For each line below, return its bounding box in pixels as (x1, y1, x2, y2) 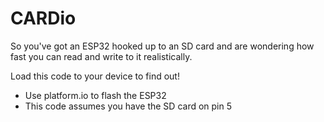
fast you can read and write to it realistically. (10, 50, 193, 62)
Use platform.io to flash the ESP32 (24, 89, 167, 101)
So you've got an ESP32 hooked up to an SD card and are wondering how (10, 40, 315, 52)
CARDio (10, 7, 77, 30)
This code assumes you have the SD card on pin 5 (24, 100, 233, 112)
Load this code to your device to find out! (10, 70, 180, 82)
